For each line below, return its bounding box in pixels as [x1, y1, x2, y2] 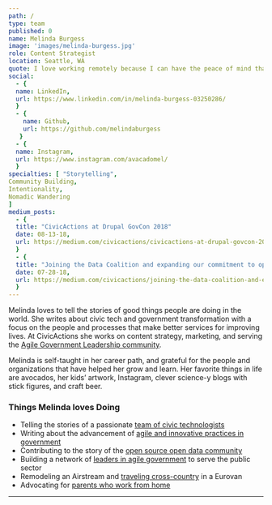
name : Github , [23, 118, 70, 126]
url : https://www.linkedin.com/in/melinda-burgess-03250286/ [15, 95, 227, 103]
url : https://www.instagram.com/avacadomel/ [15, 155, 168, 163]
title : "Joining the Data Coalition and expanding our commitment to [15, 260, 255, 268]
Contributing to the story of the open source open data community [19, 446, 243, 456]
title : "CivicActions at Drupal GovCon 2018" [15, 223, 172, 231]
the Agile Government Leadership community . [8, 340, 162, 349]
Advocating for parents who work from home [19, 480, 171, 490]
